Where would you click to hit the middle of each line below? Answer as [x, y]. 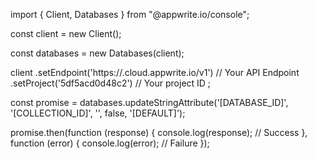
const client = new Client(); [66, 33]
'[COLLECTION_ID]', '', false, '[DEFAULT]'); [98, 113]
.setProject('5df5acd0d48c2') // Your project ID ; [111, 83]
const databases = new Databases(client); [97, 53]
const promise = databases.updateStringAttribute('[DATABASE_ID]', [149, 102]
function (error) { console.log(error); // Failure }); [110, 143]
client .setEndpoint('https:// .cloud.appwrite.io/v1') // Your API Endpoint [155, 72]
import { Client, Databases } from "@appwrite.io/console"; [130, 14]
